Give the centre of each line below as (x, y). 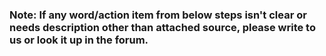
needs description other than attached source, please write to (162, 27)
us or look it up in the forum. (79, 40)
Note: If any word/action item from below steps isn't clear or (158, 15)
